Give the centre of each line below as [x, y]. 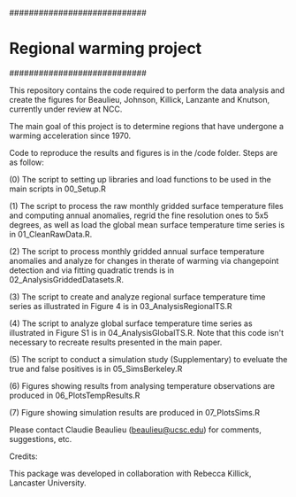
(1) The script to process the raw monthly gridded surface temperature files [147, 206]
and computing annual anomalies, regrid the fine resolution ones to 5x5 [139, 215]
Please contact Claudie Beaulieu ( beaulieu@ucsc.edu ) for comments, [136, 430]
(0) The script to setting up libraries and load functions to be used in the [140, 179]
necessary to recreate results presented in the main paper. [116, 342]
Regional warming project [106, 49]
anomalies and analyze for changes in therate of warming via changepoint [144, 260]
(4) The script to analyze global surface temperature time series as [131, 323]
